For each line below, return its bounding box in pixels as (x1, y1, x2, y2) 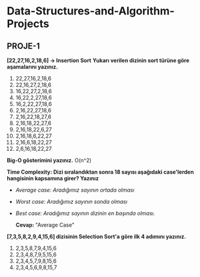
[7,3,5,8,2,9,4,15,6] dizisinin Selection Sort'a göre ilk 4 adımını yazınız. (7, 233, 186, 240)
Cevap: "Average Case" (15, 221, 74, 228)
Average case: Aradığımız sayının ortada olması (15, 186, 135, 193)
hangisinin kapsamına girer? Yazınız (7, 175, 99, 181)
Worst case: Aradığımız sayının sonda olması (15, 198, 128, 205)
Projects (7, 17, 50, 31)
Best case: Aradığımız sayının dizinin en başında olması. (15, 210, 156, 217)
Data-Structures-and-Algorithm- (7, 4, 175, 18)
